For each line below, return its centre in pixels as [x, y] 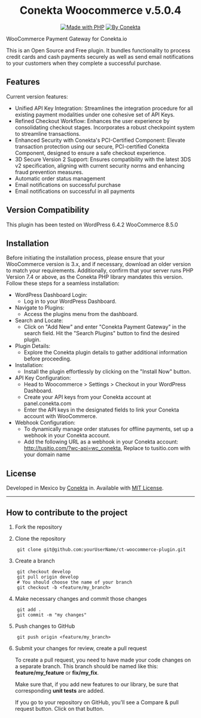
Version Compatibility [48, 210]
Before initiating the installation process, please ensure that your [86, 258]
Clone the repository [40, 539]
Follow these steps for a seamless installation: [63, 284]
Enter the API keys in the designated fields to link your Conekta [101, 410]
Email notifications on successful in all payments [75, 191]
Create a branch [35, 561]
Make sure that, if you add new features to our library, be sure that [97, 684]
